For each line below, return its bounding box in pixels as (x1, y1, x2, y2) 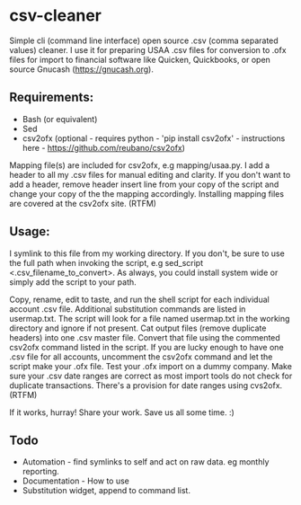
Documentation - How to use (22, 475, 130, 486)
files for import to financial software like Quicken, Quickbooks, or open (9, 54, 271, 65)
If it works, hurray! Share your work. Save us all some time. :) (9, 406, 235, 418)
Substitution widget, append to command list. (22, 485, 191, 496)
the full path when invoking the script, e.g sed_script (9, 257, 204, 268)
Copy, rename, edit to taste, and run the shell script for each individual (9, 294, 270, 305)
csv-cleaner (9, 5, 102, 26)
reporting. (22, 466, 60, 477)
